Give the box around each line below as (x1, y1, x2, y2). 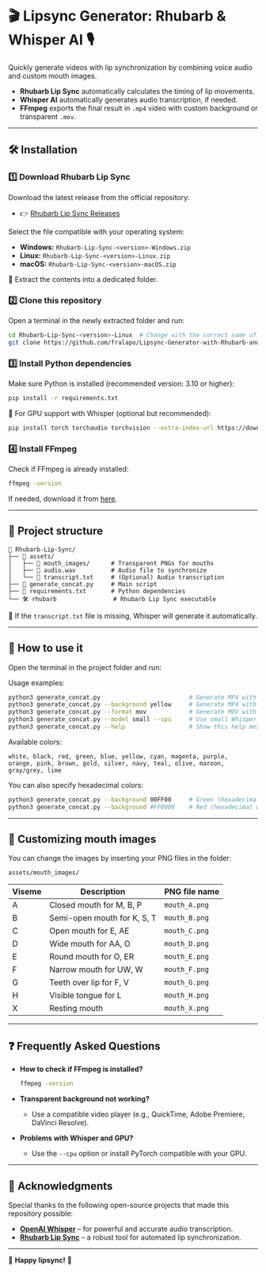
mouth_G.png (164, 978, 210, 987)
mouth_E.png (164, 952, 210, 962)
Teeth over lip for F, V (48, 977, 129, 988)
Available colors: (8, 737, 62, 746)
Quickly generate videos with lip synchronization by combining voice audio (8, 62, 253, 72)
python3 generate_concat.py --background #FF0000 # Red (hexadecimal (8, 803, 253, 811)
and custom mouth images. (8, 71, 97, 80)
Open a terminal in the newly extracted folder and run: (8, 315, 184, 325)
